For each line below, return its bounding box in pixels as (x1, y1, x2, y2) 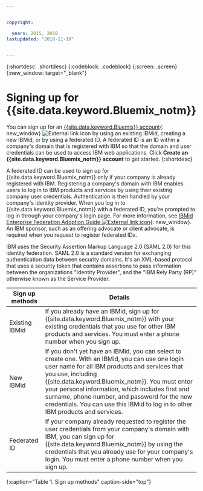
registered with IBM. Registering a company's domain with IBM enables (6, 180, 184, 187)
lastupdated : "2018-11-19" (6, 36, 74, 42)
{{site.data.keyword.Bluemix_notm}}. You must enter (45, 377, 193, 386)
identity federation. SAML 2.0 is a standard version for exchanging (6, 249, 172, 257)
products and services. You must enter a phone (45, 330, 180, 338)
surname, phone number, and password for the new (45, 393, 192, 401)
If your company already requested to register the (45, 417, 186, 426)
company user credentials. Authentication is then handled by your (6, 193, 170, 200)
